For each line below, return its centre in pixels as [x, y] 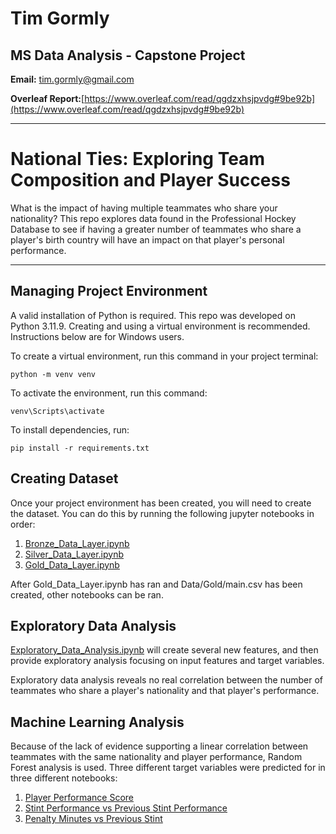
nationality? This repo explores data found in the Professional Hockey [153, 218]
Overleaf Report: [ [47, 98]
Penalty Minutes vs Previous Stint [93, 819]
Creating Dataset [64, 478]
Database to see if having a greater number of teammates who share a [156, 229]
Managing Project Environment [109, 291]
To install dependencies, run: [70, 429]
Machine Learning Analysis [97, 722]
